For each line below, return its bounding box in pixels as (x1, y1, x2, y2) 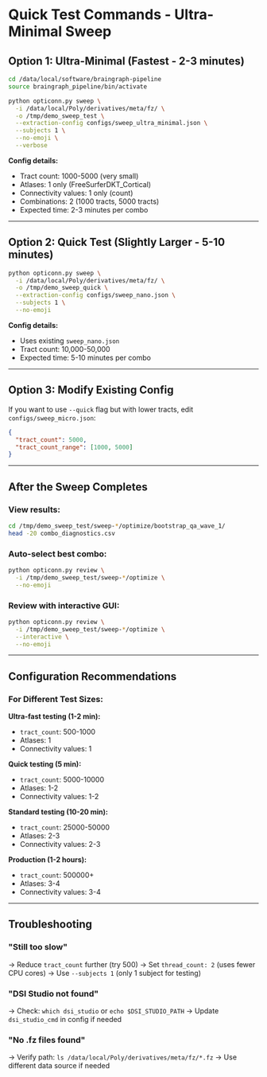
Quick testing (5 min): (8, 759, 82, 769)
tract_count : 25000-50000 (19, 822, 110, 833)
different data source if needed (8, 1061, 110, 1071)
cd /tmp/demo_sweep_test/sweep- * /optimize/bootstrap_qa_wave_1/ (8, 521, 226, 530)
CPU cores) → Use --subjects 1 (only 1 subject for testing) (8, 968, 201, 977)
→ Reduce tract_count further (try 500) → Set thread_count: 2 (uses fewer (8, 959, 256, 969)
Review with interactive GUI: (8, 599, 120, 611)
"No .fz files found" (8, 1035, 86, 1045)
